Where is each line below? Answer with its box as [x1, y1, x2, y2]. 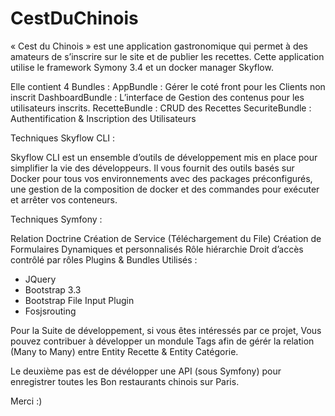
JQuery [24, 273, 57, 285]
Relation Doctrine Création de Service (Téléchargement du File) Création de [10, 232, 322, 244]
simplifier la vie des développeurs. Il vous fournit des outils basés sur [10, 162, 295, 174]
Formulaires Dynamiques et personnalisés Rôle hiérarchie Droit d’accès [10, 243, 304, 255]
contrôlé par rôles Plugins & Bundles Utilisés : [10, 253, 198, 266]
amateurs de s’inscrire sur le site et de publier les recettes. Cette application [10, 50, 325, 62]
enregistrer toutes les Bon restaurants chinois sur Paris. [10, 375, 240, 387]
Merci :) [10, 395, 43, 407]
